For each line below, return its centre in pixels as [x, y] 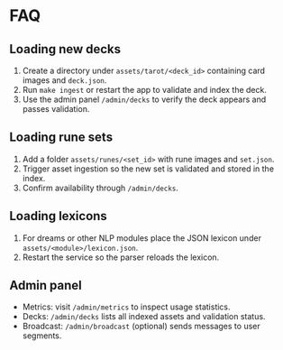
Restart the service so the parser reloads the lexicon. [121, 257]
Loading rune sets [61, 138]
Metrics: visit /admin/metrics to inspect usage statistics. [127, 307]
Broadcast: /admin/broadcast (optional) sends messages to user [141, 327]
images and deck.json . [64, 80]
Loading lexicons [59, 216]
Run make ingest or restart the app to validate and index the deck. [145, 90]
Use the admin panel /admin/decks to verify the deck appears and [144, 99]
